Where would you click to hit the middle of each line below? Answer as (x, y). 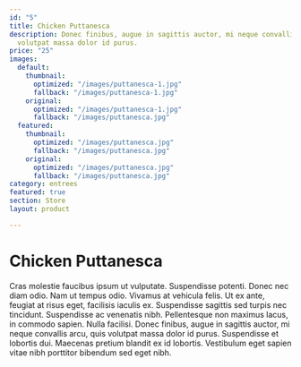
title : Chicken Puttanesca (60, 26)
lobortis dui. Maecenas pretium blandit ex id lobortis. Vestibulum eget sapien (151, 343)
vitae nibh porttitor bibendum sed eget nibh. (90, 352)
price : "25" (31, 51)
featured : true (38, 192)
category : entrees (43, 184)
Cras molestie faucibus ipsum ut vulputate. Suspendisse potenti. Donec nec (149, 286)
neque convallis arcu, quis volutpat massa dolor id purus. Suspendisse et (144, 333)
